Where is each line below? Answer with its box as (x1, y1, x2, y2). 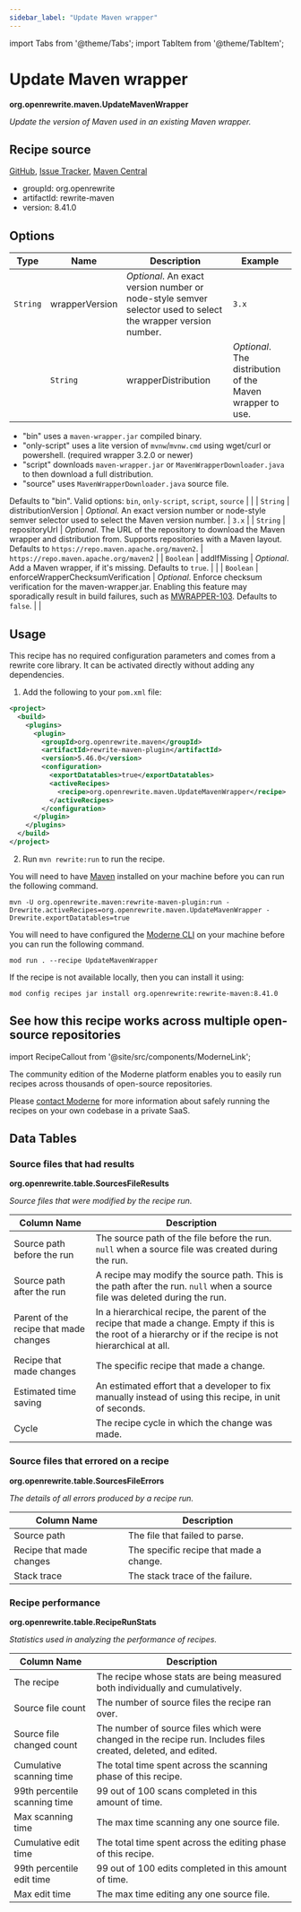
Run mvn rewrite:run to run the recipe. (21, 853, 166, 864)
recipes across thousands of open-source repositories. (9, 1077, 213, 1089)
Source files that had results (9, 1158, 135, 1170)
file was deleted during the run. (95, 1292, 227, 1304)
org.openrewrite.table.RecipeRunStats (9, 1616, 157, 1627)
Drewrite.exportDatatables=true (9, 913, 130, 922)
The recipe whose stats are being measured (96, 1670, 282, 1683)
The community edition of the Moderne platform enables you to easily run (9, 1068, 282, 1079)
